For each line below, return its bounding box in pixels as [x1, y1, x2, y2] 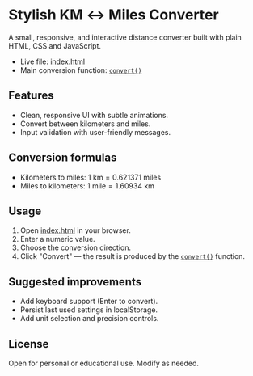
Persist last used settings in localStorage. [19, 305, 158, 315]
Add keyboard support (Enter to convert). [19, 297, 158, 306]
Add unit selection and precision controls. [19, 314, 159, 323]
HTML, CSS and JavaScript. [8, 40, 102, 50]
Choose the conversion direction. [19, 243, 132, 252]
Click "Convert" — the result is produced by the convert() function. [19, 251, 245, 261]
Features [8, 89, 54, 103]
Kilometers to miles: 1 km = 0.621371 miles [19, 172, 162, 182]
